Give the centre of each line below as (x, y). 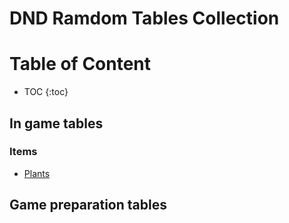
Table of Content (80, 64)
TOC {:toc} (46, 92)
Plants (37, 173)
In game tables (56, 123)
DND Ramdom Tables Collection (144, 18)
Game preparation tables (88, 205)
